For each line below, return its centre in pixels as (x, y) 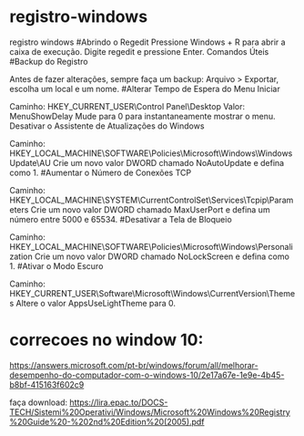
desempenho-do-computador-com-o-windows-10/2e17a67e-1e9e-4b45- (147, 375)
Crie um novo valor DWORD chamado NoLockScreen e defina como (162, 256)
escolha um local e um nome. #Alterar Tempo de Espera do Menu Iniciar (145, 88)
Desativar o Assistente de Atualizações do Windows (107, 126)
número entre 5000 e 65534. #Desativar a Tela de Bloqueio (121, 219)
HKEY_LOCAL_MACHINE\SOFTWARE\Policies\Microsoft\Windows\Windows (151, 153)
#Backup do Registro (49, 61)
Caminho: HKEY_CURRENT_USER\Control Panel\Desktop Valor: (127, 106)
